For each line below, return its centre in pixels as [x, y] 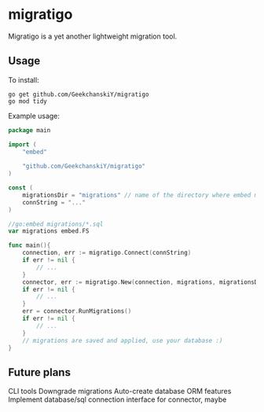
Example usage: [34, 116]
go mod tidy [27, 101]
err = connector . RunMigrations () [77, 311]
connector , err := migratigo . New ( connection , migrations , [119, 282]
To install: [24, 79]
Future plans [39, 372]
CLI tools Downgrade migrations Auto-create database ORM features [120, 392]
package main [29, 130]
